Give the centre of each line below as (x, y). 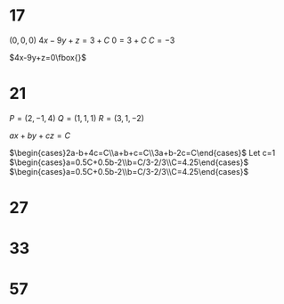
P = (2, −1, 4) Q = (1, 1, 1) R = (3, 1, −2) (77, 118)
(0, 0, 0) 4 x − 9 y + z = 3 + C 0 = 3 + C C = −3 (92, 40)
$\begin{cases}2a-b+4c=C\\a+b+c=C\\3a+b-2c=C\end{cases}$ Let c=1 (142, 152)
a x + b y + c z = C (40, 136)
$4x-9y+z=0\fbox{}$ (48, 57)
